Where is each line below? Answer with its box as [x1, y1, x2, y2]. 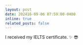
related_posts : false [5, 21, 50, 26]
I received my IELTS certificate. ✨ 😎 [5, 34, 79, 40]
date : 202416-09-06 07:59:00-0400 [5, 12, 76, 17]
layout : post [5, 7, 32, 12]
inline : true [5, 16, 32, 21]
